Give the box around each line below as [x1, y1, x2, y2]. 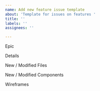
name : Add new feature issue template [5, 7, 85, 12]
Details [5, 53, 19, 59]
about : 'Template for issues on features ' [5, 12, 96, 17]
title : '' [5, 16, 26, 21]
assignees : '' [5, 26, 34, 30]
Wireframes [5, 82, 29, 88]
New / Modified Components [5, 72, 64, 78]
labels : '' [5, 21, 28, 26]
